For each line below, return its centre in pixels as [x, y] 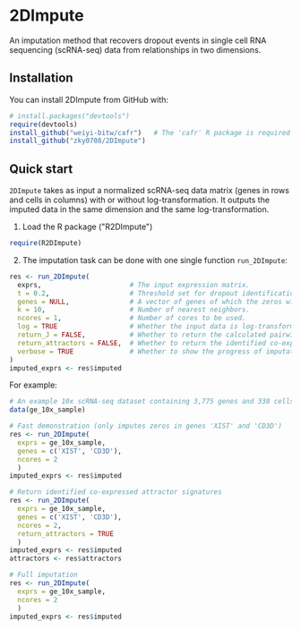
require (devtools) [43, 124]
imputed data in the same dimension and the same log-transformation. [139, 209]
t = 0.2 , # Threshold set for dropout [128, 293]
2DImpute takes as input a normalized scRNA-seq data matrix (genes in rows [149, 191]
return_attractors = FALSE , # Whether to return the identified [142, 343]
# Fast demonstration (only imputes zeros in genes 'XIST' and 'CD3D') [146, 426]
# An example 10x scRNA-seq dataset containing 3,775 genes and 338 [140, 402]
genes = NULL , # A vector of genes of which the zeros [150, 302]
